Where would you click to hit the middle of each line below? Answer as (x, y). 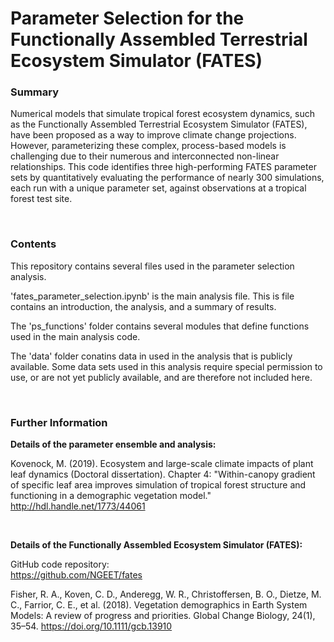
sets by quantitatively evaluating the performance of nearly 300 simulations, (167, 178)
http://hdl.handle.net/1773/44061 (78, 506)
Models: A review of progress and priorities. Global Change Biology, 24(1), (163, 616)
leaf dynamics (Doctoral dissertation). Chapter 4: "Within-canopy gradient (163, 474)
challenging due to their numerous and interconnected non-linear (145, 156)
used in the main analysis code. (75, 336)
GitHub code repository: (60, 564)
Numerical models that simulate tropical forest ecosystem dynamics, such (163, 114)
